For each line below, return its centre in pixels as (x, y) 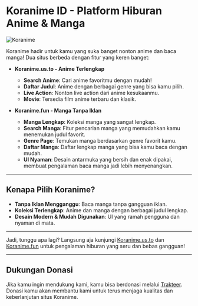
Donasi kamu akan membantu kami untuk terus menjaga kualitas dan (90, 291)
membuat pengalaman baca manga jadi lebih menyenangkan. (98, 166)
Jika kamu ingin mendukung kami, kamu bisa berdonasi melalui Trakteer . (94, 284)
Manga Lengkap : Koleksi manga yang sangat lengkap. (90, 121)
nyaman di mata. (35, 223)
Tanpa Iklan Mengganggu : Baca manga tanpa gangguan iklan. (91, 204)
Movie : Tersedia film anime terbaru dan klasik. (80, 99)
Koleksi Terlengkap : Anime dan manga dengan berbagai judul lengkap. (101, 210)
